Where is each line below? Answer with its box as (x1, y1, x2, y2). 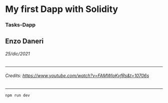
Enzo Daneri (5, 36, 44, 45)
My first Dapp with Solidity (5, 3, 118, 15)
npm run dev (5, 92, 30, 98)
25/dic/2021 (5, 51, 30, 57)
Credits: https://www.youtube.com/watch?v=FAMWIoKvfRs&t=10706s (5, 72, 149, 78)
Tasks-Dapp (5, 21, 36, 28)
